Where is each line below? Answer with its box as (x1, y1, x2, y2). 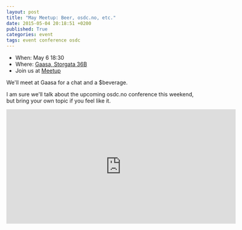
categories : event (6, 32, 53, 38)
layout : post (6, 9, 40, 15)
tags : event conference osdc (6, 37, 81, 43)
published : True (6, 26, 48, 32)
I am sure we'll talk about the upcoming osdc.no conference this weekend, (6, 91, 194, 98)
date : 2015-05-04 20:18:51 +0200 (6, 20, 92, 26)
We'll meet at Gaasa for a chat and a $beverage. (6, 79, 128, 86)
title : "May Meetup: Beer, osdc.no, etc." (6, 15, 116, 21)
